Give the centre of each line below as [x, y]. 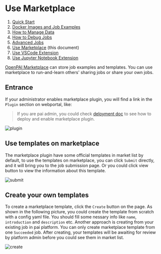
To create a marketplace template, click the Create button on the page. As [79, 207]
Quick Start [23, 22]
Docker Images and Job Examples [46, 27]
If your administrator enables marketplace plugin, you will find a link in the [79, 99]
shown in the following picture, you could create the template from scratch [80, 212]
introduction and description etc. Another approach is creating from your [79, 222]
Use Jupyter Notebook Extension [45, 58]
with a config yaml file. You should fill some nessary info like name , [71, 217]
